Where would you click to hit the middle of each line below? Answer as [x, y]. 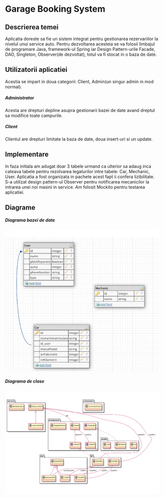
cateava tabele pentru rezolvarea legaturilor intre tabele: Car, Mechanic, [78, 171]
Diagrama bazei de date [30, 220]
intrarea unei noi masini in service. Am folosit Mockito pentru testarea [75, 187]
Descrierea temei [32, 27]
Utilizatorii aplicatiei [36, 70]
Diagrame [20, 207]
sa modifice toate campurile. [34, 115]
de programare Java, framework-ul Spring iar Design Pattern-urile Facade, [80, 49]
